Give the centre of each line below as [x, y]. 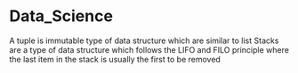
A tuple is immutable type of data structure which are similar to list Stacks [144, 40]
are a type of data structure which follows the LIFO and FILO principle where [149, 49]
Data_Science [61, 16]
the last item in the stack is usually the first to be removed [115, 59]
